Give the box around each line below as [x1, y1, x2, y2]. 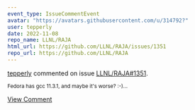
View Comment [7, 94, 52, 103]
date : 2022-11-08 [7, 30, 59, 37]
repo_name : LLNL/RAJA [7, 37, 72, 44]
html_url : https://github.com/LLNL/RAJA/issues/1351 [7, 43, 167, 50]
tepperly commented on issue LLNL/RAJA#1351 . [7, 68, 148, 78]
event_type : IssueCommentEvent [7, 10, 100, 18]
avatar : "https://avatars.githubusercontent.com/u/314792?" [7, 17, 189, 24]
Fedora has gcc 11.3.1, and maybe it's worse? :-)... [7, 82, 128, 90]
